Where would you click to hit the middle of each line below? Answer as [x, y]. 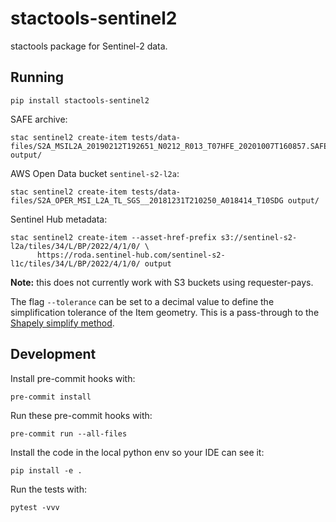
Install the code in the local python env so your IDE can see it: [137, 452]
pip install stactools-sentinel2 [80, 100]
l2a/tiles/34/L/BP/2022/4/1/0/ [75, 246]
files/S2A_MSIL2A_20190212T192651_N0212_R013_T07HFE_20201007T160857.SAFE [169, 146]
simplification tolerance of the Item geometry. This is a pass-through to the [165, 312]
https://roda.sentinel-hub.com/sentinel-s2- [131, 255]
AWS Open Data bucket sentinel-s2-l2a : [95, 173]
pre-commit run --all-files [69, 433]
